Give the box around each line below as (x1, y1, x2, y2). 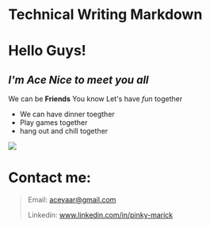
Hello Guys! (8, 42, 87, 60)
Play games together (19, 118, 88, 127)
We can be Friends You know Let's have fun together (8, 94, 183, 104)
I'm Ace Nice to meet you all (8, 73, 149, 86)
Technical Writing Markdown (8, 6, 203, 24)
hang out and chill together (19, 127, 109, 136)
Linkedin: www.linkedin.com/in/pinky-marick (27, 210, 174, 220)
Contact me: (8, 168, 91, 187)
